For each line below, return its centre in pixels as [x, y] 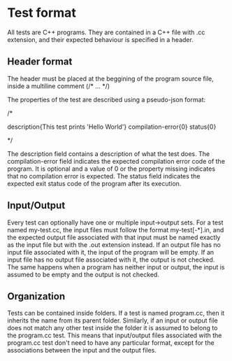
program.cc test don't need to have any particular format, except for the [111, 343]
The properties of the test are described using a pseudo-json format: [107, 99]
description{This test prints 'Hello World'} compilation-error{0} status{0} [112, 127]
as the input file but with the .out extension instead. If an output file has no [114, 245]
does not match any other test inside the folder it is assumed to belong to [113, 328]
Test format [42, 13]
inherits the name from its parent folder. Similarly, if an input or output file [113, 320]
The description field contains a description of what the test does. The [109, 154]
